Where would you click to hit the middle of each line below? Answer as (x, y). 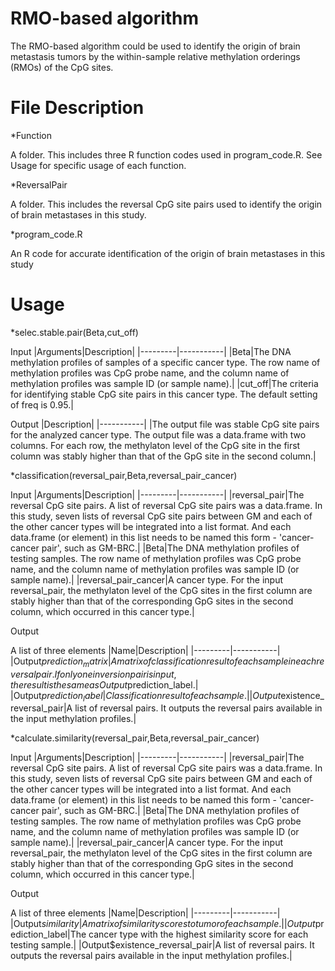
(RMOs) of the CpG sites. (62, 67)
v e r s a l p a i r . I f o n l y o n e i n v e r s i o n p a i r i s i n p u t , (93, 674)
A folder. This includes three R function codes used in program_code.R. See (166, 154)
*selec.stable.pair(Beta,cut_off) (74, 332)
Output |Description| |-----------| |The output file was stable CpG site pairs (165, 424)
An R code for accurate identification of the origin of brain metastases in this (168, 253)
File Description (77, 108)
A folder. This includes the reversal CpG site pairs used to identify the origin (166, 204)
